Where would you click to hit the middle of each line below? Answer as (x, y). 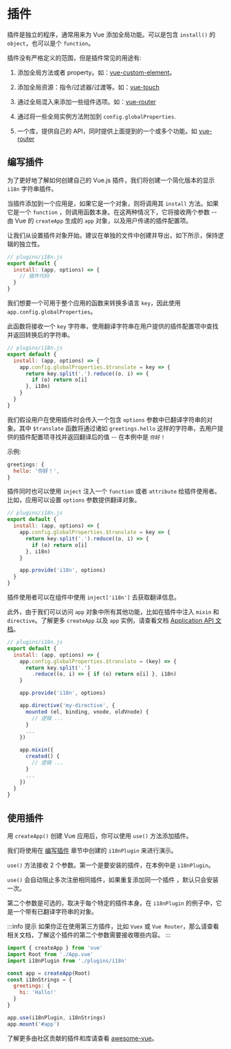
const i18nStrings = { (40, 979)
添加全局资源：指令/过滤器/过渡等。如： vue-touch (88, 87)
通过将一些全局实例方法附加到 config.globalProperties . (97, 116)
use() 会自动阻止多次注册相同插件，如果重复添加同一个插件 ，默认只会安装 (113, 880)
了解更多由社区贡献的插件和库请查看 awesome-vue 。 (82, 1038)
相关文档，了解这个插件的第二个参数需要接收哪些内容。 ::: (89, 935)
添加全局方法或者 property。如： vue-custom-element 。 (96, 72)
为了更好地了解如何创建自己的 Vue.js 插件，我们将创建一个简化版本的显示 (111, 180)
